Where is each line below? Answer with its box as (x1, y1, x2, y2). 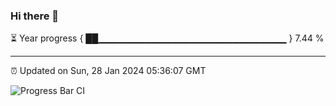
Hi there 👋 (10, 9, 60, 23)
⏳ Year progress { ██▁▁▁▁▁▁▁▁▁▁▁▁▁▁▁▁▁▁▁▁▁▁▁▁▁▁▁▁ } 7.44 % (10, 32, 325, 44)
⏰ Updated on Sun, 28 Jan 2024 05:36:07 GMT (10, 65, 207, 77)
